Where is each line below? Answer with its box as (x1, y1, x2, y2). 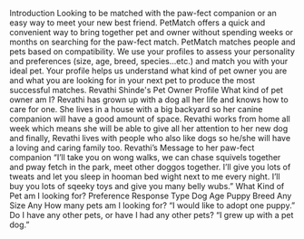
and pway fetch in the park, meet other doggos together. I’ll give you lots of (9, 162, 291, 172)
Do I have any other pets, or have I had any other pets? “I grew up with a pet (9, 210, 294, 220)
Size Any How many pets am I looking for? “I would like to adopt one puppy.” (9, 200, 296, 211)
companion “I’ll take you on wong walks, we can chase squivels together (9, 152, 281, 162)
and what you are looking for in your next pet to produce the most (9, 75, 256, 85)
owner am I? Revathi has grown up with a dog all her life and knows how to (9, 94, 289, 105)
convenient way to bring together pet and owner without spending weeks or (9, 27, 293, 37)
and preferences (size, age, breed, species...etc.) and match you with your (9, 56, 289, 66)
